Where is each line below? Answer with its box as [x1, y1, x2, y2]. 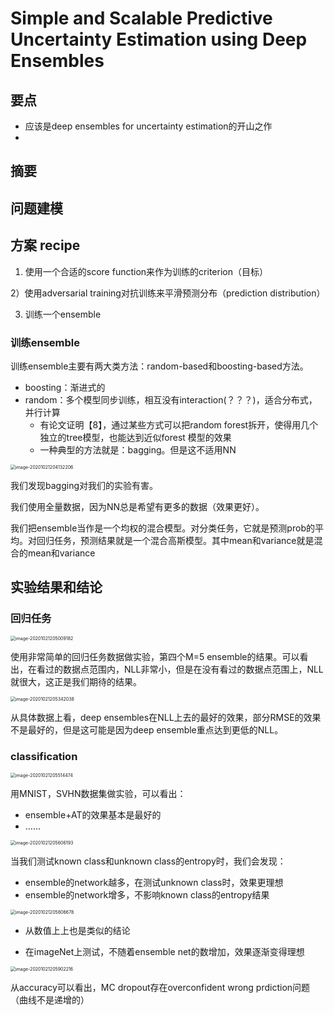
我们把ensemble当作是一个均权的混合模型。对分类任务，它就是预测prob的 [10, 522, 315, 534]
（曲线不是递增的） [10, 993, 90, 1006]
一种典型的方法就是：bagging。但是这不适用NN [39, 443, 237, 456]
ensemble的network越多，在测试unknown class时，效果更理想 [24, 876, 284, 888]
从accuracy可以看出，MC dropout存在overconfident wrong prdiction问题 [10, 981, 311, 993]
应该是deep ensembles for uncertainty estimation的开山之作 [24, 120, 273, 132]
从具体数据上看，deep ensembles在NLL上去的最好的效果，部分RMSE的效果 [10, 711, 322, 723]
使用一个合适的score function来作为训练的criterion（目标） [24, 265, 268, 277]
